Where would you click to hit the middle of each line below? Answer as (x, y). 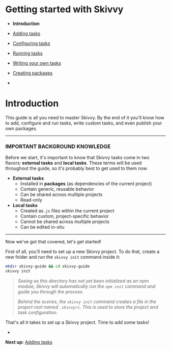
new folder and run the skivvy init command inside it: (63, 257)
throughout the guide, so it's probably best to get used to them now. (77, 168)
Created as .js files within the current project (67, 211)
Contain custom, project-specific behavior (65, 216)
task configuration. (38, 312)
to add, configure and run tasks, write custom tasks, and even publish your (84, 123)
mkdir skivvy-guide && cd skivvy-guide (48, 266)
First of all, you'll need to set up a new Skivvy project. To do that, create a (82, 252)
